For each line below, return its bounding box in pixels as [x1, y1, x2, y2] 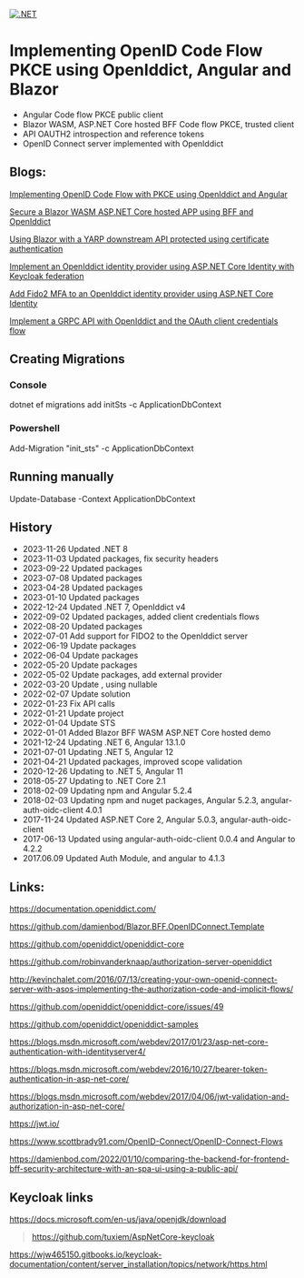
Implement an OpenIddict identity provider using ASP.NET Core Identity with [9, 260, 295, 272]
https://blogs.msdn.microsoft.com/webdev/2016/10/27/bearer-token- [9, 1064, 268, 1075]
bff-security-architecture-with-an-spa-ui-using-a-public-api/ [9, 1163, 239, 1174]
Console [9, 378, 47, 391]
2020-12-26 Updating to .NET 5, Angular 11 [22, 766, 183, 777]
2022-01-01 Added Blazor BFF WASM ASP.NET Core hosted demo [22, 728, 271, 739]
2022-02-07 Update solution [22, 689, 131, 699]
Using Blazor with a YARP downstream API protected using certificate [9, 233, 270, 245]
